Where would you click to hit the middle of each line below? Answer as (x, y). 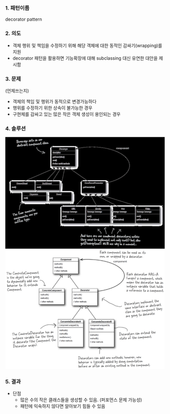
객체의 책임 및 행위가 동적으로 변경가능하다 (55, 101)
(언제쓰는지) (17, 91)
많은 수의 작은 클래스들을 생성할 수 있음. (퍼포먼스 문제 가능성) (81, 400)
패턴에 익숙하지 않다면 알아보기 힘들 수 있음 (62, 406)
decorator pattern (24, 19)
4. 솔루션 (16, 129)
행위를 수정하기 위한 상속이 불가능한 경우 (52, 108)
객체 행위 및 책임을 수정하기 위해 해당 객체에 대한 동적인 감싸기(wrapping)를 (88, 45)
